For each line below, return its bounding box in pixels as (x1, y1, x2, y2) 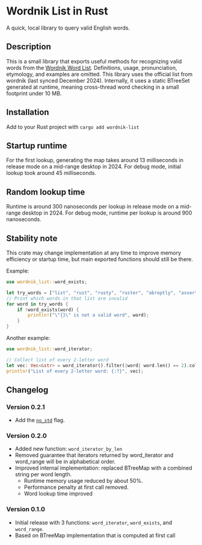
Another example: (6, 335, 50, 341)
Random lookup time (6, 187, 85, 197)
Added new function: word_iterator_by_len (14, 445, 123, 453)
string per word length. (14, 471, 72, 478)
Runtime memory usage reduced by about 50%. (23, 477, 143, 485)
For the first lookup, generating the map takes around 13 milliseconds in (6, 157, 183, 164)
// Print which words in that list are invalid (6, 295, 128, 301)
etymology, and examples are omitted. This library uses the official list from (6, 71, 193, 78)
